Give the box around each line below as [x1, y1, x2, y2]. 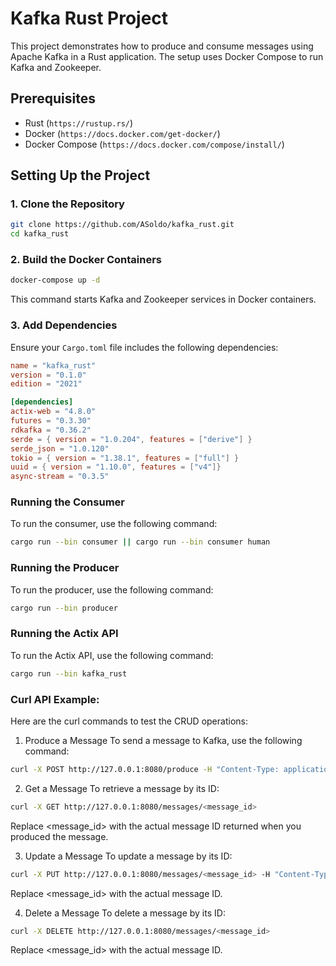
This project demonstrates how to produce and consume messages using [10, 40, 314, 52]
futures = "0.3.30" [10, 416, 92, 426]
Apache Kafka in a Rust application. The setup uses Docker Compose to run [10, 50, 324, 62]
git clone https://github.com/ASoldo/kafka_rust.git [10, 220, 235, 230]
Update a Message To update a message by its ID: [24, 850, 233, 862]
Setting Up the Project [10, 167, 151, 184]
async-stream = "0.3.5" [10, 472, 110, 482]
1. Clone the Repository [10, 197, 125, 211]
